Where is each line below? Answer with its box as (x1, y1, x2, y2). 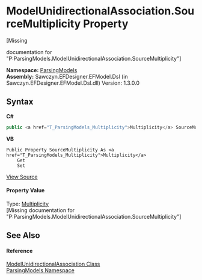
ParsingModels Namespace (6, 267, 75, 274)
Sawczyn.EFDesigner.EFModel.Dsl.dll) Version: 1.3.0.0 (6, 79, 140, 87)
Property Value (6, 187, 45, 194)
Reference (6, 247, 33, 254)
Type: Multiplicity (6, 200, 49, 207)
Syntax (6, 97, 34, 107)
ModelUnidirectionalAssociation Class (6, 260, 100, 268)
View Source (6, 173, 38, 180)
